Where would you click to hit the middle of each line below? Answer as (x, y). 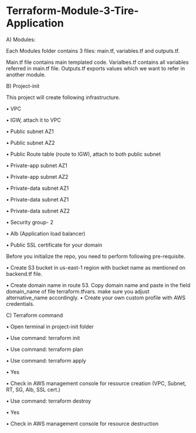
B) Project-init (23, 86)
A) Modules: (21, 39)
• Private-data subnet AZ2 (38, 211)
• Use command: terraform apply (46, 360)
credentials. (20, 304)
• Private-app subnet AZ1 (37, 165)
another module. (26, 74)
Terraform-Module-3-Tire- (72, 11)
